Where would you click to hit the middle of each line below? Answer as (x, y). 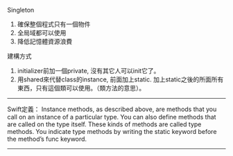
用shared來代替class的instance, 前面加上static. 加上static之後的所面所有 (120, 79)
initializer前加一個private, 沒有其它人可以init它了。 (88, 71)
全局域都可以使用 (42, 33)
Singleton (21, 10)
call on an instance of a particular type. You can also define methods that (112, 117)
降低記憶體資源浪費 (45, 41)
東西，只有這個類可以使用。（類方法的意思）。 (81, 88)
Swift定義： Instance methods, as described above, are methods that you (112, 109)
